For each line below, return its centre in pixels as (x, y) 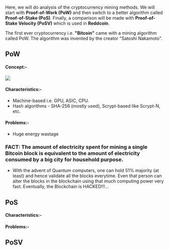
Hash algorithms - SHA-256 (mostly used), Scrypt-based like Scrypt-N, (86, 106)
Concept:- (16, 67)
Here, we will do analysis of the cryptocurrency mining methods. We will (80, 7)
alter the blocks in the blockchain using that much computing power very (88, 181)
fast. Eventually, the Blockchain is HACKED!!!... (61, 187)
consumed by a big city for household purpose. (64, 159)
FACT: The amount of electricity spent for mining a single (76, 147)
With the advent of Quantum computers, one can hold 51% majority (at (86, 171)
